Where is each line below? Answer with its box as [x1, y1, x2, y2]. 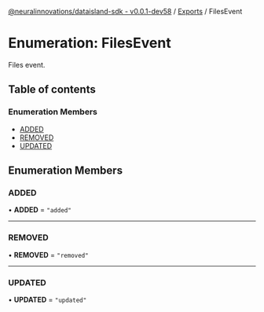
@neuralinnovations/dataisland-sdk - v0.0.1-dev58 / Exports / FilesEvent [8, 7, 243, 16]
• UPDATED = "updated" [8, 295, 87, 304]
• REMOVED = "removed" [8, 250, 89, 259]
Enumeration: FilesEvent [8, 35, 171, 52]
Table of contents [8, 83, 96, 97]
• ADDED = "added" [8, 205, 72, 215]
